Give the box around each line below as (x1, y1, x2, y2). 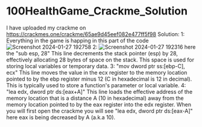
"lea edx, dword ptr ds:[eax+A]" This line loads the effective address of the (6, 88, 193, 95)
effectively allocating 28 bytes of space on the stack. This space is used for (6, 56, 195, 63)
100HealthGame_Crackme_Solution (6, 4, 188, 18)
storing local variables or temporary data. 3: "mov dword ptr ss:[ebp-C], (6, 62, 185, 70)
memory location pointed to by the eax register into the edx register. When (6, 101, 192, 108)
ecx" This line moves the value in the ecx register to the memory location (6, 69, 188, 76)
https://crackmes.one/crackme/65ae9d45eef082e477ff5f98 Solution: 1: (6, 30, 185, 37)
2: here (92, 43, 196, 51)
